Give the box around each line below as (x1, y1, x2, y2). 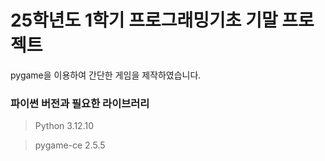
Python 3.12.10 (34, 120, 95, 132)
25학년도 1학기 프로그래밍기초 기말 (10, 9, 278, 32)
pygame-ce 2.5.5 (34, 139, 106, 151)
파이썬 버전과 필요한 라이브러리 (10, 96, 150, 110)
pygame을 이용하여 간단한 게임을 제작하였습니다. (10, 69, 202, 81)
